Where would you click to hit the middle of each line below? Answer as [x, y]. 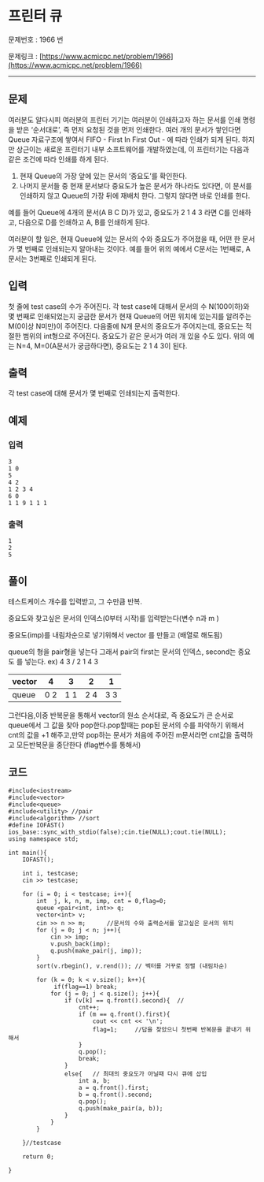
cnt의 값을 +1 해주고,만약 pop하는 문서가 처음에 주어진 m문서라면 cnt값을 [120, 735]
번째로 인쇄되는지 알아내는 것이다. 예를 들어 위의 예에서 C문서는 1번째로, [134, 248]
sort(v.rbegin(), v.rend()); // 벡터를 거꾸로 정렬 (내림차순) [132, 966]
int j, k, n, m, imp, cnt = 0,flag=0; [102, 901]
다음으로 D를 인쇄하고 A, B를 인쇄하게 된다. [84, 222]
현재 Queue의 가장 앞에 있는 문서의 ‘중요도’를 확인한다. [103, 176]
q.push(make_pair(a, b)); [121, 1108]
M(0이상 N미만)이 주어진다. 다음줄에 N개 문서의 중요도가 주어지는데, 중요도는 [126, 326]
